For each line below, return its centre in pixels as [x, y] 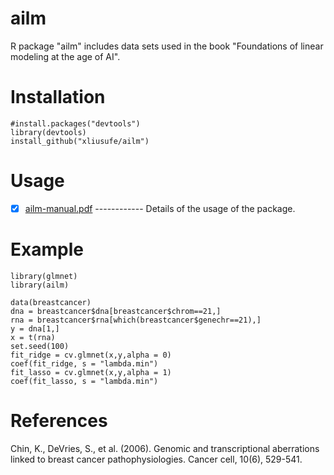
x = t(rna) [33, 337]
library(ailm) [40, 285]
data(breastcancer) [51, 302]
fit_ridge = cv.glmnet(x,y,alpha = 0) [91, 355]
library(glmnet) [44, 276]
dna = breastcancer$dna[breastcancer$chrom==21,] [116, 311]
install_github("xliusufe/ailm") [80, 141]
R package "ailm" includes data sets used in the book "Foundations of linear [167, 46]
